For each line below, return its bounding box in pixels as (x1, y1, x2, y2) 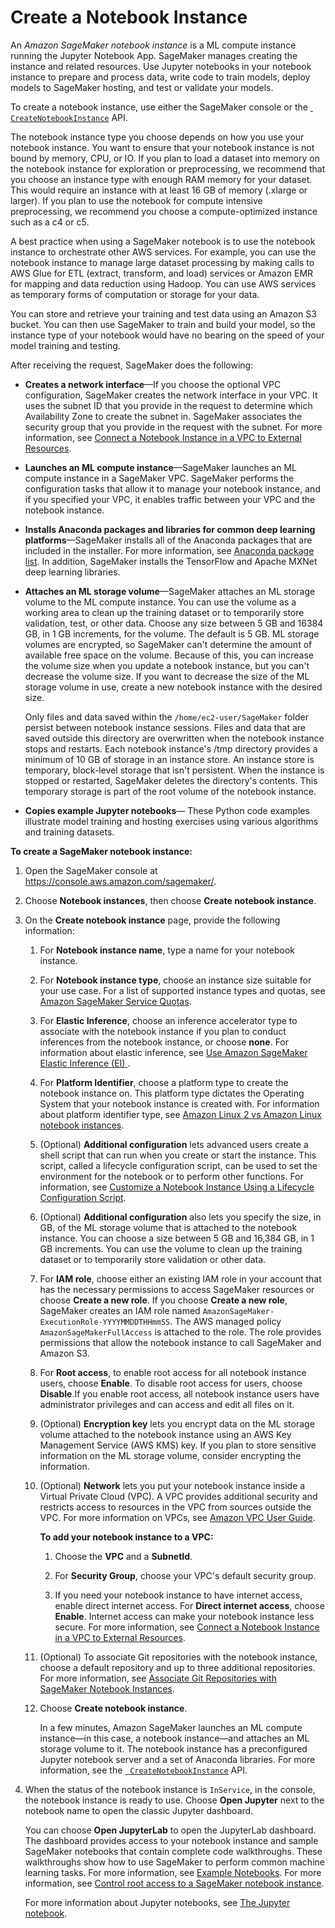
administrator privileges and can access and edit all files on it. (39, 1398, 295, 1410)
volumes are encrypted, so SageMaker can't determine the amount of (24, 638, 313, 650)
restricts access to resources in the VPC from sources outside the (39, 1501, 312, 1513)
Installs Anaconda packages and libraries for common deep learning (24, 523, 316, 535)
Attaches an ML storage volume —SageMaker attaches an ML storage (24, 585, 316, 597)
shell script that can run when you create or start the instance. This (39, 1149, 317, 1161)
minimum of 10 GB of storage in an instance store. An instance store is (24, 753, 315, 765)
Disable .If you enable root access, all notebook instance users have (39, 1387, 320, 1400)
